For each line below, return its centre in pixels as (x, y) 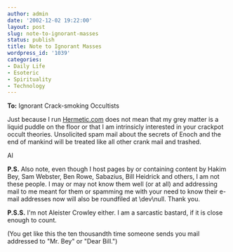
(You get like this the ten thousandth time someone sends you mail (104, 234)
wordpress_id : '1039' (39, 53)
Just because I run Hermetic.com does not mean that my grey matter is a (113, 120)
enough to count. (32, 220)
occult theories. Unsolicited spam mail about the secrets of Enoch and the (114, 134)
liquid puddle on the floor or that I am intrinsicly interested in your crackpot (115, 127)
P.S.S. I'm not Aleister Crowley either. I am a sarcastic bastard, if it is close (115, 213)
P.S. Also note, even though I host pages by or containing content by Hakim (117, 169)
